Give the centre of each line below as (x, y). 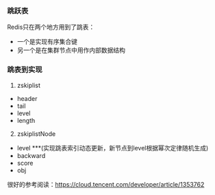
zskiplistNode (36, 134)
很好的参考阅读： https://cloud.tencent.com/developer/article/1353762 (106, 184)
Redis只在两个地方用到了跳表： (51, 27)
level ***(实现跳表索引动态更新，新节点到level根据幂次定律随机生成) (113, 148)
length (26, 120)
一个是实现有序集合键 (47, 42)
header (27, 98)
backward (31, 155)
